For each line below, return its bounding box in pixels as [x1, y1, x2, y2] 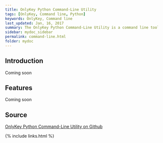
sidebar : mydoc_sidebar [5, 30, 53, 35]
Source [5, 110, 28, 119]
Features [5, 84, 33, 92]
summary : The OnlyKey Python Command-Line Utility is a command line [5, 25, 149, 30]
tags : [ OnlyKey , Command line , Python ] [5, 12, 86, 17]
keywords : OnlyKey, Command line [5, 16, 73, 21]
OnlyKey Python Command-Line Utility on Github [5, 124, 103, 129]
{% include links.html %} [5, 133, 54, 139]
